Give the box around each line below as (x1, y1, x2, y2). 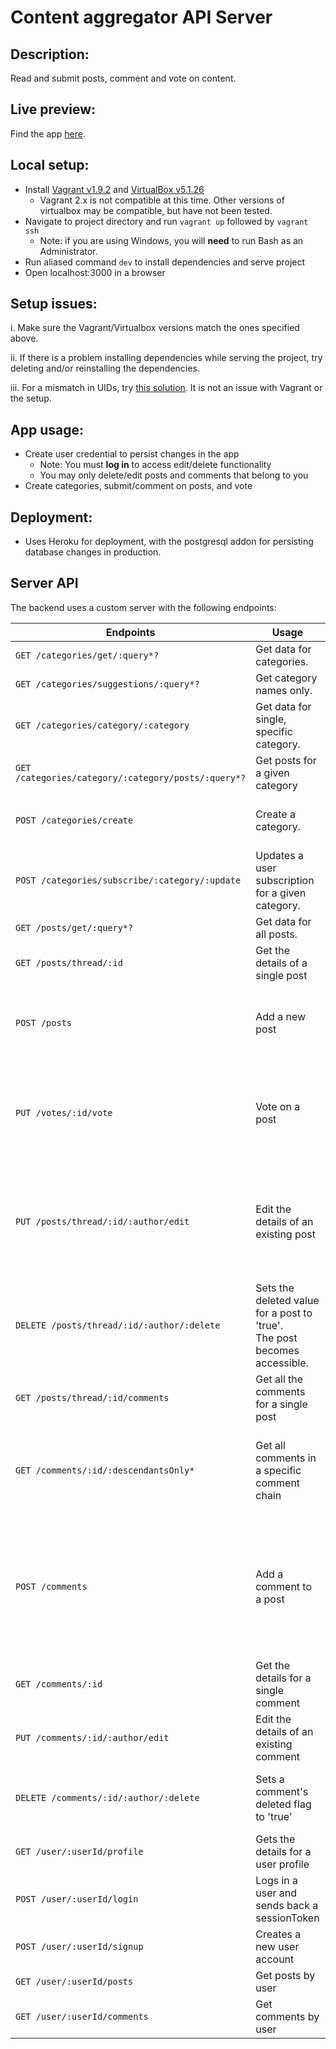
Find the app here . (10, 127, 87, 140)
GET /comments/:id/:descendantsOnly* (15, 1464, 195, 1476)
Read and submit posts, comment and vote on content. (10, 72, 237, 84)
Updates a (255, 848, 304, 862)
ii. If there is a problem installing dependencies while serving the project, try (10, 352, 323, 364)
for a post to (255, 1306, 313, 1320)
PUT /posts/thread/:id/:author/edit (15, 1216, 190, 1227)
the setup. (10, 392, 52, 405)
